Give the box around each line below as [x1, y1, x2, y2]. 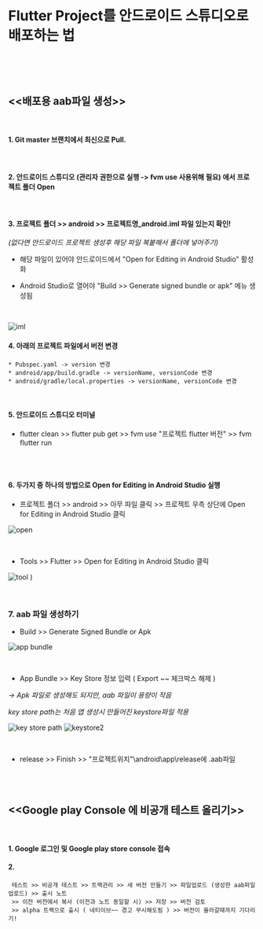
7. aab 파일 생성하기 [8, 609, 79, 620]
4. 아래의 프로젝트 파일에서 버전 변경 [8, 341, 119, 350]
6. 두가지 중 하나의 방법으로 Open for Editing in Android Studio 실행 [8, 480, 221, 490]
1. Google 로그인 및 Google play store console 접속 [8, 843, 170, 853]
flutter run [19, 438, 53, 447]
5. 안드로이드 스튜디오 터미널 [8, 410, 96, 420]
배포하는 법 [8, 27, 75, 45]
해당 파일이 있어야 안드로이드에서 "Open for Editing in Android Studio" [19, 254, 239, 264]
